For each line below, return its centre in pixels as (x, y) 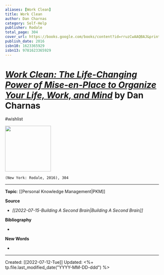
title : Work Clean (24, 14)
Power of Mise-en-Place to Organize (81, 85)
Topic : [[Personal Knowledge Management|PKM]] (55, 192)
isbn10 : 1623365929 (25, 46)
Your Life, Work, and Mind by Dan (74, 95)
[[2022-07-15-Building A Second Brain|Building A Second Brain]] (77, 211)
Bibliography (18, 220)
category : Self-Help (26, 23)
